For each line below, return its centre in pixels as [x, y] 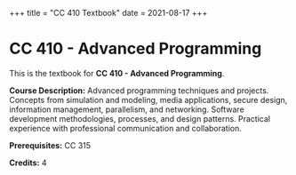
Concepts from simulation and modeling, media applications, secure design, [148, 99]
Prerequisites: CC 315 [50, 145]
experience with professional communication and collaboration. [126, 128]
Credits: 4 [28, 163]
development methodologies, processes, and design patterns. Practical [140, 118]
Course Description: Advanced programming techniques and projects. [139, 90]
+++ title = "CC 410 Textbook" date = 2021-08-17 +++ [108, 13]
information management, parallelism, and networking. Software [127, 109]
